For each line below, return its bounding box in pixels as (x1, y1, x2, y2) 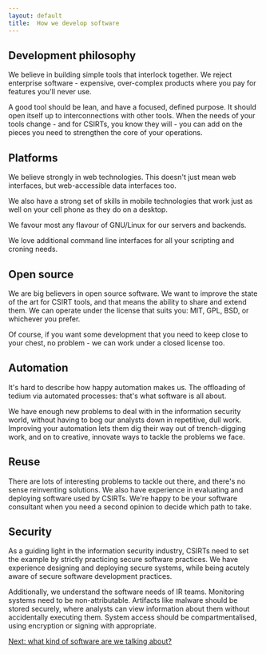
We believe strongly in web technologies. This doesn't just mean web (8, 173, 236, 182)
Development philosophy (8, 49, 137, 62)
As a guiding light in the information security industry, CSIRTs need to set (8, 546, 249, 556)
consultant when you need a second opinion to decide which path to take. (8, 501, 252, 512)
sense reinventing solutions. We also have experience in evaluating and (8, 485, 244, 494)
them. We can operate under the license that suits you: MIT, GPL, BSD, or (8, 305, 249, 315)
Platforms (8, 151, 58, 165)
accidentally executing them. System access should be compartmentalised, (8, 612, 257, 622)
